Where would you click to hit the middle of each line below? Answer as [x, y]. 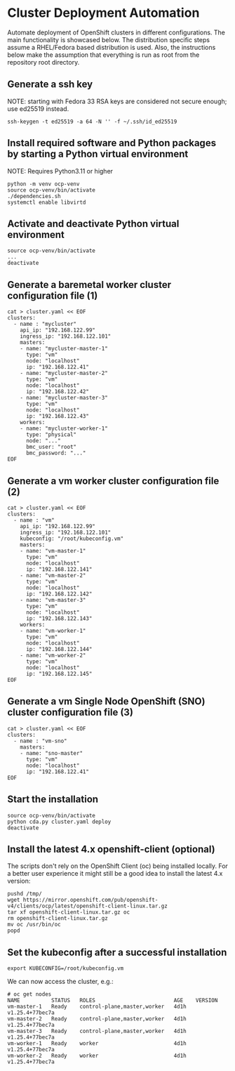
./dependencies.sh [34, 196]
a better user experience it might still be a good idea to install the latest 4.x [115, 874]
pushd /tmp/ [25, 894]
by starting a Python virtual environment [98, 154]
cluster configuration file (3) [70, 712]
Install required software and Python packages [112, 143]
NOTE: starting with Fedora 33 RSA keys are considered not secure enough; [117, 101]
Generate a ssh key [50, 85]
